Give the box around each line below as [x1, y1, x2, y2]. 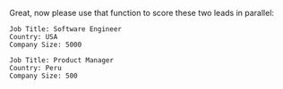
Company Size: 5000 [9, 40, 82, 49]
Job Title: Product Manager [9, 56, 115, 65]
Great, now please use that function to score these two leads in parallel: [9, 8, 275, 18]
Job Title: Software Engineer [9, 25, 123, 34]
